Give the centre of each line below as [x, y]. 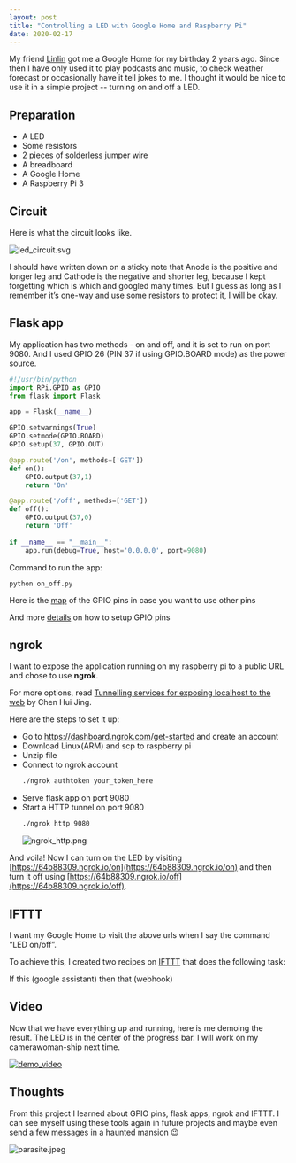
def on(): [27, 469]
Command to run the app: [56, 567]
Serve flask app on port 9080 [76, 798]
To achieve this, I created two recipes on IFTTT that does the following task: [147, 961]
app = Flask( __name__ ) [51, 412]
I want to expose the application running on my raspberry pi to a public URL [147, 666]
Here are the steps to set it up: [65, 719]
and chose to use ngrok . [54, 676]
